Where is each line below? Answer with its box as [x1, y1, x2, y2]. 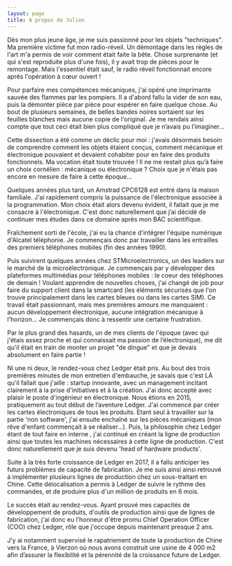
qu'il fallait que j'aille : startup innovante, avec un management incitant [7, 378, 208, 387]
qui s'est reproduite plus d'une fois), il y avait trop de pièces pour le [7, 57, 200, 66]
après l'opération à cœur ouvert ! [7, 72, 101, 80]
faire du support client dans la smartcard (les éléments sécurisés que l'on [7, 286, 216, 294]
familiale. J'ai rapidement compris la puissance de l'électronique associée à [7, 193, 222, 201]
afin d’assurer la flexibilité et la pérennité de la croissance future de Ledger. [7, 550, 222, 559]
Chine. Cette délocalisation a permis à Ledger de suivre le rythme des [7, 480, 206, 488]
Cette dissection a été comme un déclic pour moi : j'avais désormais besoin [7, 135, 222, 144]
